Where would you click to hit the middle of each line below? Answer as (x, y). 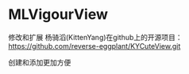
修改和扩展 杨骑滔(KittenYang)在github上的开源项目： (95, 37)
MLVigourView (58, 15)
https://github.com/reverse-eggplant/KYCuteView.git (94, 46)
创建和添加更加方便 (40, 62)
